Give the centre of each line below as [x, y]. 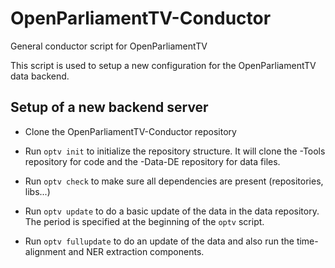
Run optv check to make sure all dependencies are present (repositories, [174, 181]
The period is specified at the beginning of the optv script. [144, 221]
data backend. [40, 76]
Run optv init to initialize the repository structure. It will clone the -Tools [175, 151]
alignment [45, 251]
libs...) [37, 191]
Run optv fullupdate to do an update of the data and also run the [159, 241]
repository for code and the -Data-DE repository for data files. [152, 161]
